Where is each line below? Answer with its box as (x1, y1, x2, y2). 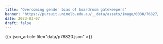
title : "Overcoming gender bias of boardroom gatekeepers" (5, 7, 127, 12)
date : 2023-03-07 (5, 16, 40, 21)
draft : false (5, 20, 32, 26)
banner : (5, 12, 21, 16)
